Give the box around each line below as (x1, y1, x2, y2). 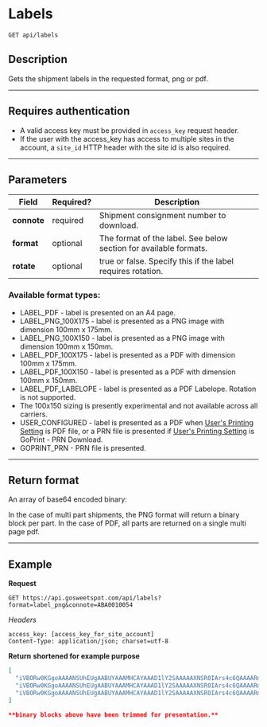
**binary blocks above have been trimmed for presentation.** (8, 710, 219, 719)
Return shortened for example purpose (8, 651, 141, 661)
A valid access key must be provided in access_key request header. (19, 125, 240, 135)
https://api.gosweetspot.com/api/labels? (22, 594, 161, 602)
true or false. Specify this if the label (99, 256, 234, 267)
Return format (8, 474, 79, 487)
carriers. (19, 409, 48, 419)
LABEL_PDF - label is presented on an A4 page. (19, 307, 176, 317)
